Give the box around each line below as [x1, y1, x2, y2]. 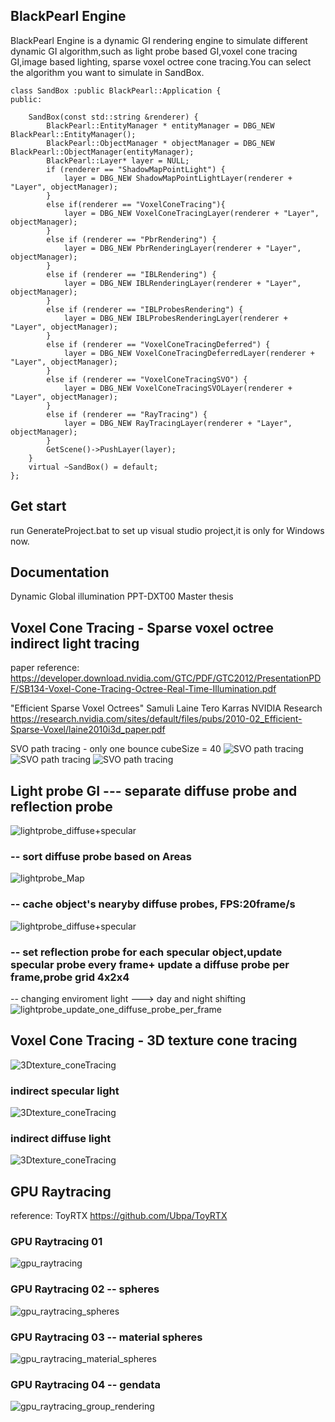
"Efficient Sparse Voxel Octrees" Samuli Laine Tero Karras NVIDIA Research [10, 702, 323, 714]
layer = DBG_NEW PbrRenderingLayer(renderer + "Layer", [63, 243, 302, 253]
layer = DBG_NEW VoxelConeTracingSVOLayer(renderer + [63, 383, 293, 393]
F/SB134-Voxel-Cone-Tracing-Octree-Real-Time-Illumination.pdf [10, 683, 277, 695]
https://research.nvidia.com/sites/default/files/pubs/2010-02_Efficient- [10, 713, 303, 725]
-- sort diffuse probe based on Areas [10, 849, 193, 863]
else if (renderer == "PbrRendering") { [46, 234, 217, 244]
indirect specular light [10, 1084, 120, 1098]
